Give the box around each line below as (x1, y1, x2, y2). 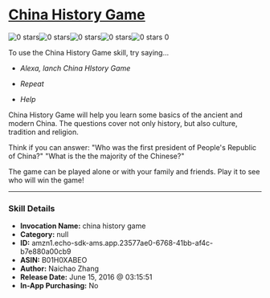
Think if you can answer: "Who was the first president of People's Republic (8, 142, 257, 152)
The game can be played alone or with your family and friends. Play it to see (8, 166, 260, 176)
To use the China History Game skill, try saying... (8, 47, 170, 57)
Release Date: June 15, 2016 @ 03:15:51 (19, 272, 153, 282)
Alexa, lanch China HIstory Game (19, 63, 131, 73)
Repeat (19, 79, 44, 88)
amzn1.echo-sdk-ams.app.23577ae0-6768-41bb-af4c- (31, 239, 214, 248)
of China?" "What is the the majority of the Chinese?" (8, 151, 185, 161)
